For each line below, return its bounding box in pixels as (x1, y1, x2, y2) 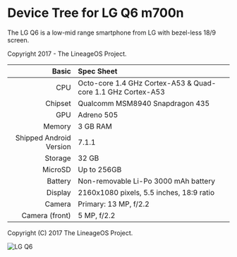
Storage (44, 153, 72, 163)
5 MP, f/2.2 (78, 210, 116, 220)
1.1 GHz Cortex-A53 (95, 87, 166, 97)
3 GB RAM (78, 121, 113, 131)
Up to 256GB (78, 165, 122, 174)
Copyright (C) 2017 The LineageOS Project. (7, 228, 133, 237)
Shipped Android (15, 133, 72, 143)
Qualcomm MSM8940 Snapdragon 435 (78, 98, 210, 108)
